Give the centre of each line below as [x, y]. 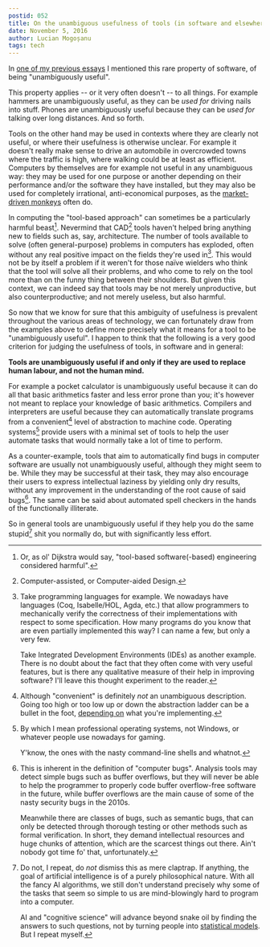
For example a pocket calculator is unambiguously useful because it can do [133, 386]
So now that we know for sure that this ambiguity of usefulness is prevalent [133, 312]
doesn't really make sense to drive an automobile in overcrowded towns [127, 151]
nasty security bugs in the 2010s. [75, 802]
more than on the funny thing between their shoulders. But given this [122, 280]
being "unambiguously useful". [59, 77]
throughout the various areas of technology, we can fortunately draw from [131, 321]
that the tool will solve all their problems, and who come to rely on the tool [131, 271]
